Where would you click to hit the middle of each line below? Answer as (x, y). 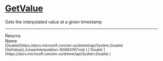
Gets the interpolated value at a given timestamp (54, 22)
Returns (13, 36)
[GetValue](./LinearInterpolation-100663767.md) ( (46, 50)
